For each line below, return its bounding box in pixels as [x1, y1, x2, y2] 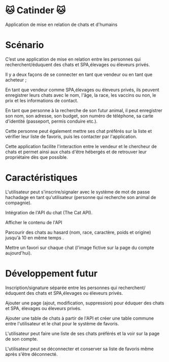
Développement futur [5, 268, 98, 279]
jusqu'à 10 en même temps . [5, 234, 64, 241]
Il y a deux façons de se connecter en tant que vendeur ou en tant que [5, 71, 153, 77]
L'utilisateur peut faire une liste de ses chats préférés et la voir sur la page [5, 330, 160, 337]
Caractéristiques [5, 172, 78, 184]
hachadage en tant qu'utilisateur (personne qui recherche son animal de [5, 194, 156, 200]
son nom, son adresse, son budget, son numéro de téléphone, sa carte [5, 113, 154, 119]
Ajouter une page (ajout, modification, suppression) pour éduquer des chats [5, 300, 164, 306]
